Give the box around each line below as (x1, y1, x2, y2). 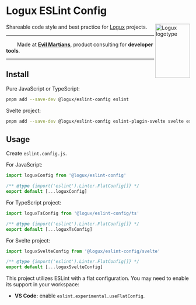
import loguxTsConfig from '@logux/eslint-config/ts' (6, 210, 140, 216)
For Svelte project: (6, 237, 51, 244)
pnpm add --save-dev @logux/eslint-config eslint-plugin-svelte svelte (6, 118, 184, 124)
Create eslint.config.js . (6, 150, 67, 157)
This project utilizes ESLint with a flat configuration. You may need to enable (6, 275, 189, 282)
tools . (6, 47, 20, 54)
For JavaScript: (6, 161, 43, 168)
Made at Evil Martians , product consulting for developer (16, 41, 153, 48)
